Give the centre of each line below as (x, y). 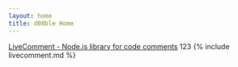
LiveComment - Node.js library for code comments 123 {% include (119, 46)
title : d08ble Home (41, 23)
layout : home (30, 16)
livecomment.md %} (42, 55)
